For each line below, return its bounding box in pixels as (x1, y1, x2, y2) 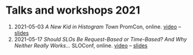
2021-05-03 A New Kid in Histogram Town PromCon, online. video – (14, 23, 182, 30)
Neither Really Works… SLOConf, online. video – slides (14, 42, 148, 49)
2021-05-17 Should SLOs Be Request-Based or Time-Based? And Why (14, 35, 188, 43)
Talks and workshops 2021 (5, 4, 141, 17)
